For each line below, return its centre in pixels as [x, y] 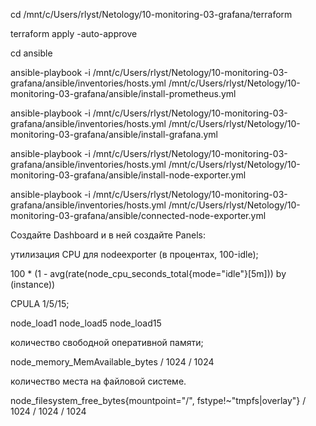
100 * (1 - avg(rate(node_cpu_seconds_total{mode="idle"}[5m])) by [148, 273]
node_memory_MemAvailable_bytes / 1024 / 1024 [112, 362]
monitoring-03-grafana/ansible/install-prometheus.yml [123, 93]
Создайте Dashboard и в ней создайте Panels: [108, 235]
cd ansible [31, 53]
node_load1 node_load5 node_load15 [86, 323]
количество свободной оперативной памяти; [107, 342]
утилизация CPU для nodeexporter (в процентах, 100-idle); [134, 254]
